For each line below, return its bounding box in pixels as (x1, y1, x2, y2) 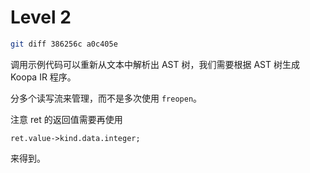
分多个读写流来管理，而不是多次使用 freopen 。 (10, 92, 203, 104)
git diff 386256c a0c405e (10, 39, 118, 49)
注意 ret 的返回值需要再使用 (10, 113, 123, 125)
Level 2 (10, 6, 72, 29)
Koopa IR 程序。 (10, 71, 77, 83)
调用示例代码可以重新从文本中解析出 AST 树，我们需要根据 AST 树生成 (10, 58, 300, 70)
